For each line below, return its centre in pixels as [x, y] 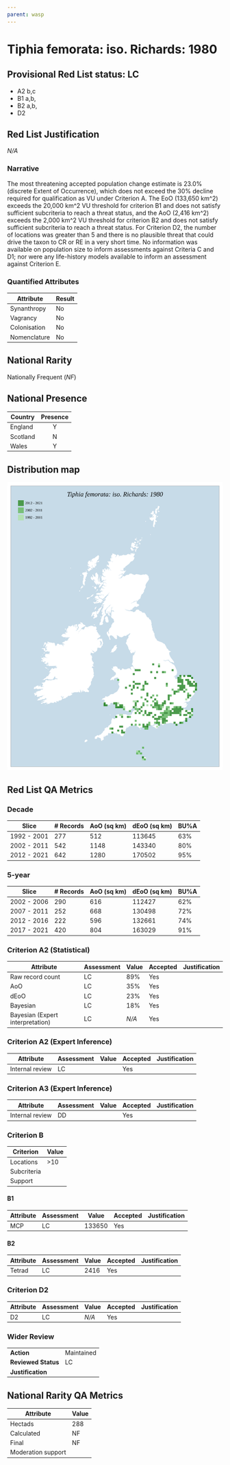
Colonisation [28, 327]
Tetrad [19, 1271]
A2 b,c [26, 91]
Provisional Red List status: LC [73, 74]
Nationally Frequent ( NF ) [42, 377]
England [22, 427]
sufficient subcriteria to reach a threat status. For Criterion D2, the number [112, 227]
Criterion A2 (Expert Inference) [60, 1042]
